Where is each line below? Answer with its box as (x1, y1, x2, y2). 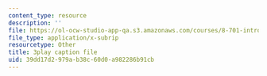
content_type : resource (8, 11, 87, 20)
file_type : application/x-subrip (8, 33, 119, 42)
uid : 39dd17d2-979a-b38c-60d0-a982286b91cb (8, 56, 155, 64)
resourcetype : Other (8, 41, 77, 49)
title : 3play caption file (8, 48, 98, 56)
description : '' (8, 19, 62, 27)
